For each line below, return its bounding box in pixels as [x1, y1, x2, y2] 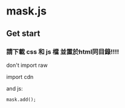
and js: [6, 84, 23, 92]
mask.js [6, 4, 47, 18]
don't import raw [6, 62, 48, 69]
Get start [6, 28, 40, 39]
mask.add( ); [6, 97, 36, 103]
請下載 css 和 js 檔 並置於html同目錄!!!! [6, 47, 120, 56]
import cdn [6, 73, 34, 80]
